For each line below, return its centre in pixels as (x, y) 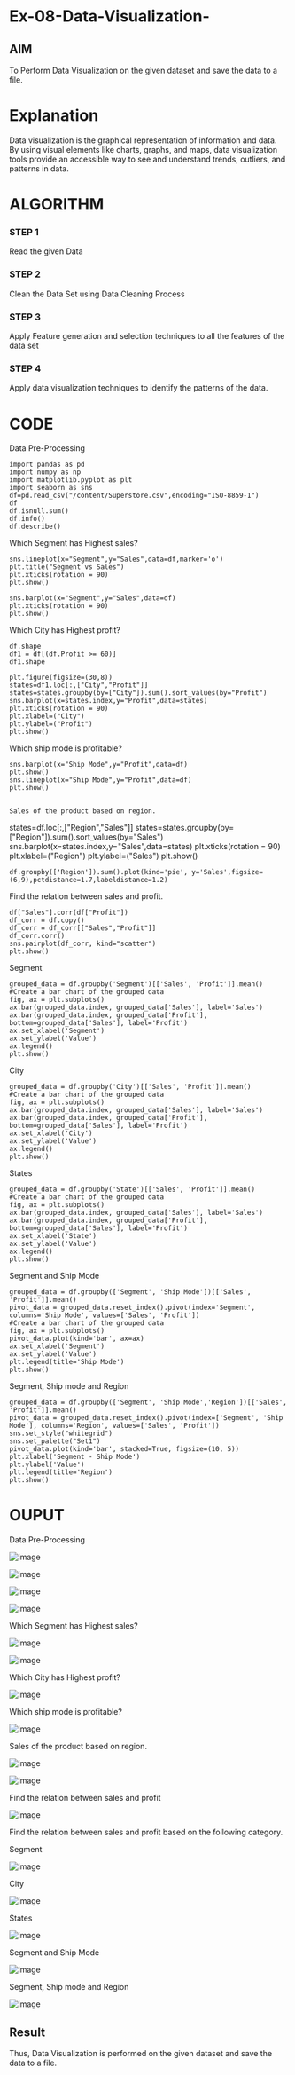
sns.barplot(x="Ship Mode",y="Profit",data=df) (99, 765)
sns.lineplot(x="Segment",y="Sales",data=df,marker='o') (116, 560)
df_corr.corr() (37, 936)
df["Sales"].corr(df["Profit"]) (69, 913)
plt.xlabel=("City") (47, 716)
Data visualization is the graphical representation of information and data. (143, 140)
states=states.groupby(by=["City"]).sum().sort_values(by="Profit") (138, 693)
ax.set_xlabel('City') (51, 1133)
